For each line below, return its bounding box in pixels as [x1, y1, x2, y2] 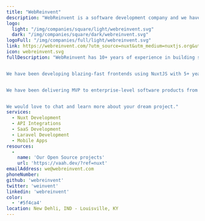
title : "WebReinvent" [6, 9, 62, 15]
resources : [6, 143, 34, 150]
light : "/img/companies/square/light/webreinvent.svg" [12, 26, 154, 32]
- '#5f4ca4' [12, 200, 43, 206]
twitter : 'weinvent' [6, 183, 59, 189]
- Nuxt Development [12, 115, 62, 121]
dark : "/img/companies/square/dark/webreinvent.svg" [12, 32, 149, 38]
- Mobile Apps [12, 137, 48, 143]
